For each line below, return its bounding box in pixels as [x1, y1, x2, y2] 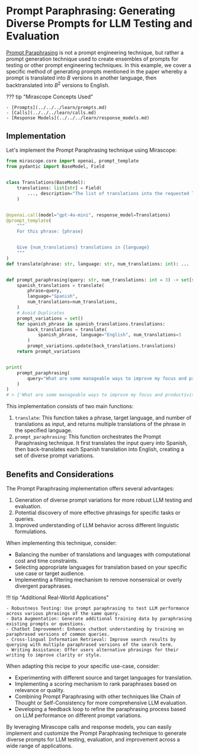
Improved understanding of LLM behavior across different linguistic [14, 521, 179, 528]
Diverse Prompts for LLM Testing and [6, 17, 192, 30]
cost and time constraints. [14, 557, 79, 564]
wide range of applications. [6, 742, 73, 749]
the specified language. [14, 427, 73, 434]
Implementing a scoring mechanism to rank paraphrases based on [14, 680, 177, 687]
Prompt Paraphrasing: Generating [6, 4, 176, 18]
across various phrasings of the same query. [6, 610, 120, 616]
